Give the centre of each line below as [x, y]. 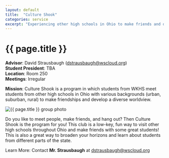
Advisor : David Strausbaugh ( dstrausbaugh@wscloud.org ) [66, 63]
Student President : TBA [30, 68]
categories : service [27, 19]
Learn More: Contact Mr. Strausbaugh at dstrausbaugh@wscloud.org [77, 150]
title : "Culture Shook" [31, 15]
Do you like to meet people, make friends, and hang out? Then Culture [78, 119]
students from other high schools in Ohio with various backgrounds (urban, [83, 94]
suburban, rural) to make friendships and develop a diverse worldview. [78, 99]
